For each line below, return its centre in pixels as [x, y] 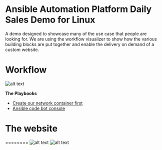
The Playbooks [21, 93]
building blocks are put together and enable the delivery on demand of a [80, 44]
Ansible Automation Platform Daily [78, 9]
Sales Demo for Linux [50, 20]
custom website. [22, 49]
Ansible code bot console [39, 108]
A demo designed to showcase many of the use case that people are [76, 33]
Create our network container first [47, 103]
